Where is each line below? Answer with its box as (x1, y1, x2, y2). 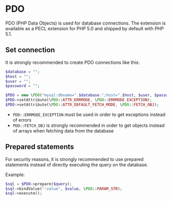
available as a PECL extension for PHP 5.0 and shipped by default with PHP (5, 25, 164, 31)
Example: (5, 171, 25, 177)
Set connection (5, 46, 55, 54)
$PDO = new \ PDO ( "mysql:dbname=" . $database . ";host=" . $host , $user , (5, 93, 153, 98)
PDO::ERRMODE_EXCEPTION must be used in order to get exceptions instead (12, 111, 165, 118)
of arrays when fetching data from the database (12, 127, 114, 133)
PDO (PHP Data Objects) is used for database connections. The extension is (5, 20, 166, 26)
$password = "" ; (5, 83, 40, 88)
